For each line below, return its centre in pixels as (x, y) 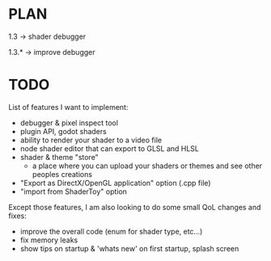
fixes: (17, 216)
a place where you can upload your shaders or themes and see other (147, 166)
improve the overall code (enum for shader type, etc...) (111, 231)
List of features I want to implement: (68, 107)
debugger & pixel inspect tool (69, 123)
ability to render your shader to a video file (91, 140)
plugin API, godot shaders (63, 131)
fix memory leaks (49, 240)
